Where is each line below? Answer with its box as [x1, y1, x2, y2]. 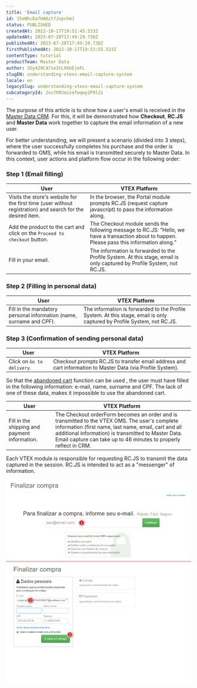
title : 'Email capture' [6, 9, 64, 15]
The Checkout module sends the [90, 220, 169, 227]
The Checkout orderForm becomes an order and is [55, 411, 178, 418]
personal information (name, [8, 312, 77, 319]
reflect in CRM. [55, 442, 91, 449]
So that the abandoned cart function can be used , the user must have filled [6, 377, 189, 384]
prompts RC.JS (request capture [90, 200, 168, 207]
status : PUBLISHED [6, 22, 51, 28]
